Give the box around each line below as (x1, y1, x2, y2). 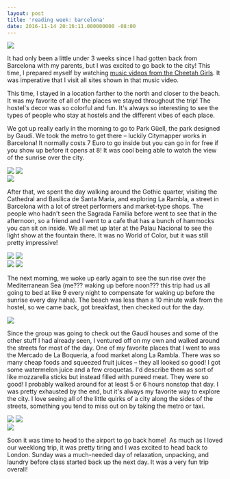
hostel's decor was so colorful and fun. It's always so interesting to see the (7, 104, 219, 112)
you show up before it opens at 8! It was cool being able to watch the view (7, 146, 217, 155)
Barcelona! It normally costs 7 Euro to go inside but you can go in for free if (7, 139, 219, 147)
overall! (7, 465, 28, 474)
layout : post (7, 10, 44, 17)
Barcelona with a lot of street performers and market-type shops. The (7, 203, 204, 211)
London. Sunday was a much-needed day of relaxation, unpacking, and (7, 451, 209, 459)
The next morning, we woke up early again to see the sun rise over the (7, 274, 207, 283)
